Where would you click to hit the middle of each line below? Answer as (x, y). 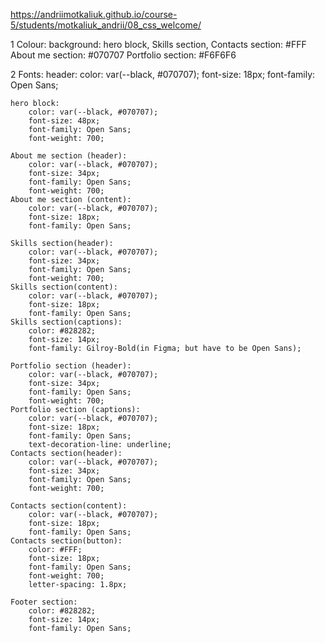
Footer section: (44, 602)
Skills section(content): (64, 287)
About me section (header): (69, 156)
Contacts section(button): (66, 541)
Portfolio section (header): (71, 366)
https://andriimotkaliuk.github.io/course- (94, 14)
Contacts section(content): (69, 506)
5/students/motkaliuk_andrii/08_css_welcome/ (106, 25)
